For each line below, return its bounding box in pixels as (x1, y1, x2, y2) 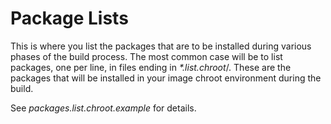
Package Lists (10, 7, 129, 30)
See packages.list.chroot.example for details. (10, 102, 197, 114)
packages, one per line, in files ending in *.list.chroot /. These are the (10, 61, 292, 73)
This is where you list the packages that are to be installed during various (10, 40, 312, 52)
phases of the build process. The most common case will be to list (10, 50, 283, 62)
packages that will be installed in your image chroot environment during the (10, 72, 322, 84)
